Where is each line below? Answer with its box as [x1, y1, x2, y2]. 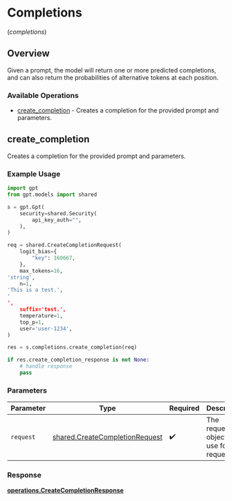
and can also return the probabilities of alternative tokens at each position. [7, 73, 219, 81]
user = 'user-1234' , [19, 325, 72, 332]
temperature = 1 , [19, 312, 64, 319]
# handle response [19, 363, 72, 370]
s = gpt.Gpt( [7, 204, 45, 210]
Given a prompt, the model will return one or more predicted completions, [7, 66, 216, 74]
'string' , [7, 274, 36, 281]
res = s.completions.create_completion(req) [7, 344, 137, 351]
